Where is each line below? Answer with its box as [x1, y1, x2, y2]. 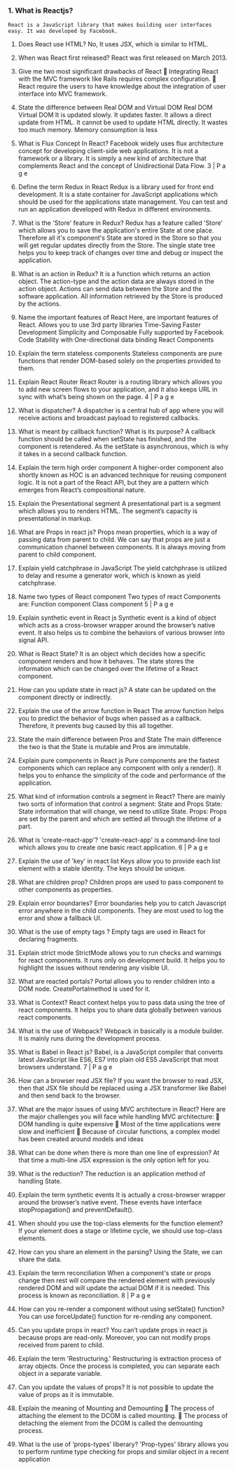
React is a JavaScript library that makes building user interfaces [8, 22, 212, 29]
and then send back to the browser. [18, 1091, 121, 1100]
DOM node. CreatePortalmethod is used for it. [18, 984, 151, 993]
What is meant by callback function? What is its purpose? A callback [18, 427, 216, 436]
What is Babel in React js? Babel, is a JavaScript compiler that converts [18, 1048, 223, 1056]
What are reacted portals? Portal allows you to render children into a [18, 977, 216, 986]
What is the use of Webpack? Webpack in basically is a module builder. [18, 1027, 224, 1035]
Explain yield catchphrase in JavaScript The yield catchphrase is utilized [18, 564, 227, 573]
